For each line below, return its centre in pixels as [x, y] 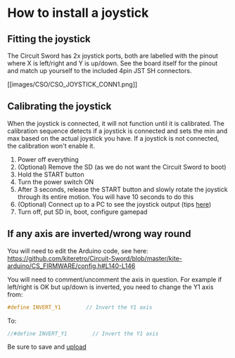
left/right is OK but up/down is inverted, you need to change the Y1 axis [110, 287]
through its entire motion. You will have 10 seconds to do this [106, 197]
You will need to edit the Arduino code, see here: [78, 250]
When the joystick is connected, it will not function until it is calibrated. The [116, 123]
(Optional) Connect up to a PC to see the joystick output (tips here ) [114, 204]
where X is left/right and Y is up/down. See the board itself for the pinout [113, 63]
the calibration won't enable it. [51, 146]
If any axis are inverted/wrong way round [99, 234]
